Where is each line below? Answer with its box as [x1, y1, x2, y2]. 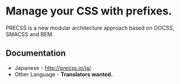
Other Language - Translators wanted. [14, 71, 113, 78]
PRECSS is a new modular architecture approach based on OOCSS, [5, 24, 175, 31]
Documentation [5, 48, 66, 59]
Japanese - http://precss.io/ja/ [14, 64, 92, 71]
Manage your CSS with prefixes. [5, 4, 173, 18]
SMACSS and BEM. [5, 30, 54, 37]
